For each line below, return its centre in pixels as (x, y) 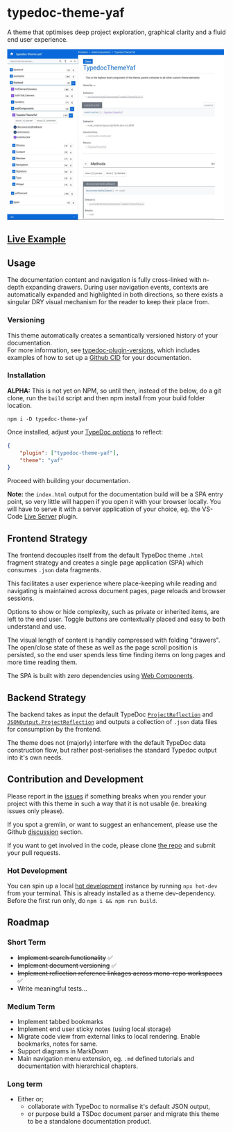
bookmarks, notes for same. (58, 1044)
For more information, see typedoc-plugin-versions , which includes (104, 350)
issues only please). (36, 811)
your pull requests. (34, 852)
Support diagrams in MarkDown (63, 1051)
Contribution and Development (75, 779)
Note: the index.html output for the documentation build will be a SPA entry (115, 494)
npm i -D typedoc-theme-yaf (48, 419)
